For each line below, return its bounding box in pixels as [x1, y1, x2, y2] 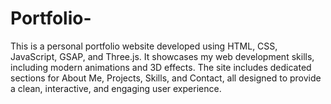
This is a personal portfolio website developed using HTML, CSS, [10, 40, 278, 52]
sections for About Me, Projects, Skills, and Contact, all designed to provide [10, 72, 322, 84]
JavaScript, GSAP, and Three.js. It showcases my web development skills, [10, 50, 315, 62]
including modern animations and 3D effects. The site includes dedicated [10, 61, 312, 73]
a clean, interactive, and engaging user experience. [10, 82, 222, 94]
